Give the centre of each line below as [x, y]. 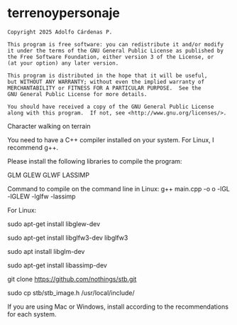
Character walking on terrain [49, 126]
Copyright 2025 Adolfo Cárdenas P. [60, 32]
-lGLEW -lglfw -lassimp [42, 196]
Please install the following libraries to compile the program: [95, 161]
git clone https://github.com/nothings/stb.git [72, 279]
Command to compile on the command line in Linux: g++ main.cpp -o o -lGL [119, 188]
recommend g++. [33, 147]
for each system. [32, 314]
